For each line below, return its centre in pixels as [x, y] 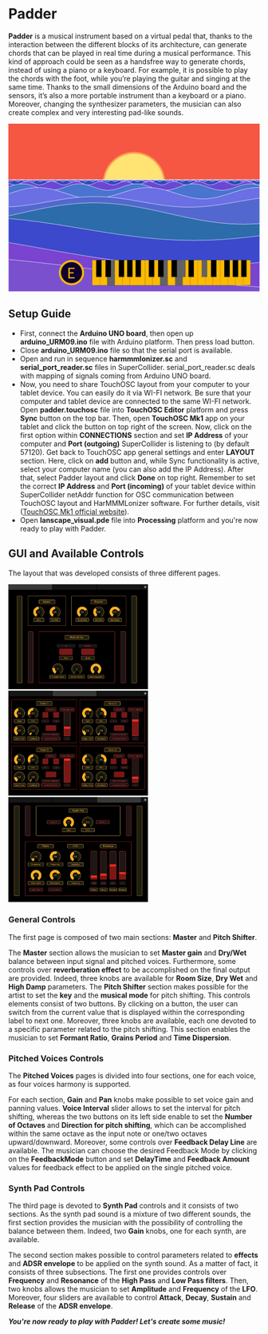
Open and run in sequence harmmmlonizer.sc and [103, 358]
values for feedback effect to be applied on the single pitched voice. [120, 1168]
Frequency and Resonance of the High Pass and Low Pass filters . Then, [128, 1280]
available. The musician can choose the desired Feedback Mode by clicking [133, 1151]
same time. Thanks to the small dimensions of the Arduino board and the [128, 87]
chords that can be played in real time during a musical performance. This [130, 53]
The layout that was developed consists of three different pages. [114, 573]
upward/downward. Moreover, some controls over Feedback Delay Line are [133, 1142]
